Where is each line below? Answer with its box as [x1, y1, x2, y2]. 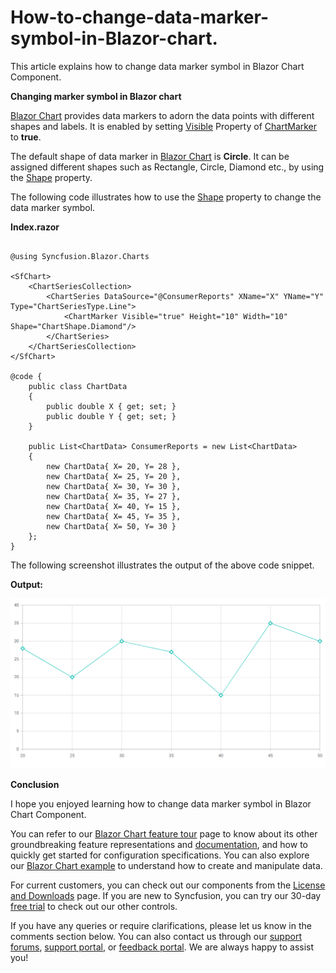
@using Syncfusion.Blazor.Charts [10, 251, 150, 261]
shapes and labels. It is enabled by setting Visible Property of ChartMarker [10, 120, 318, 132]
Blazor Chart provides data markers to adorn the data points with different [10, 109, 315, 121]
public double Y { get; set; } [46, 411, 177, 421]
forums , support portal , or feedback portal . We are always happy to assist [10, 941, 315, 953]
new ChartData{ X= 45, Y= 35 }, [46, 511, 182, 521]
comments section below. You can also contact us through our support [10, 931, 302, 943]
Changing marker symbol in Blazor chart [10, 90, 182, 102]
